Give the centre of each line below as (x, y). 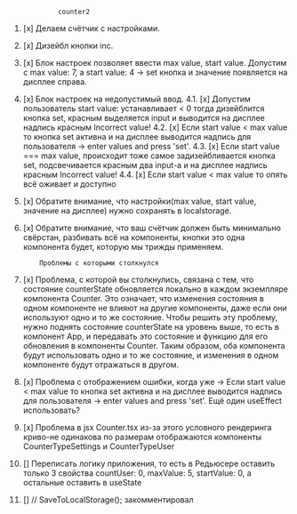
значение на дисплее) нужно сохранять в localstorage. (127, 211)
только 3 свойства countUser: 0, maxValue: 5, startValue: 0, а (137, 473)
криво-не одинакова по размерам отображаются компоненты (142, 437)
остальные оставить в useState (82, 482)
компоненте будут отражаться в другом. (101, 365)
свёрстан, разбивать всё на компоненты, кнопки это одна (134, 237)
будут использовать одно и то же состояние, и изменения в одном (151, 355)
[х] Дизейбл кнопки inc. (68, 45)
